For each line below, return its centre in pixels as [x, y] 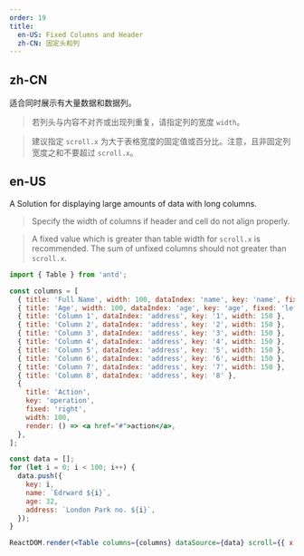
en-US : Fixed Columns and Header [81, 34]
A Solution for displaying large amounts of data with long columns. [133, 203]
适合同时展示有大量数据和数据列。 [73, 103]
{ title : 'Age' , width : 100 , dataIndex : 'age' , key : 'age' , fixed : [147, 308]
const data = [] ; [42, 459]
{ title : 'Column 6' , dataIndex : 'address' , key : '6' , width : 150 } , [152, 358]
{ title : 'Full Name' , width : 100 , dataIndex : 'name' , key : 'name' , [149, 299]
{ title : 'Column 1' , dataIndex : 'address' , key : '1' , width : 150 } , [152, 317]
